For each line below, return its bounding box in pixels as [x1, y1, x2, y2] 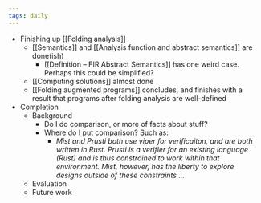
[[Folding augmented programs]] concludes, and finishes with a [31, 85, 243, 95]
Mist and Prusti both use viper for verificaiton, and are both [55, 136, 253, 145]
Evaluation [31, 178, 67, 189]
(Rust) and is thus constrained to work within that [55, 153, 220, 163]
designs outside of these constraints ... [55, 170, 185, 180]
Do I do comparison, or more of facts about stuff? [43, 119, 208, 128]
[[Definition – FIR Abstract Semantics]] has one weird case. [43, 59, 239, 69]
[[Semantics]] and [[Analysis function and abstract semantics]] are [31, 42, 253, 52]
